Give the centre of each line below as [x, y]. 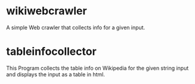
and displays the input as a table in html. [56, 74]
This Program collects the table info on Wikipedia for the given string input [97, 68]
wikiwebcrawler [47, 11]
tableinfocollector [51, 52]
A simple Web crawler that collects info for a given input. [76, 27]
